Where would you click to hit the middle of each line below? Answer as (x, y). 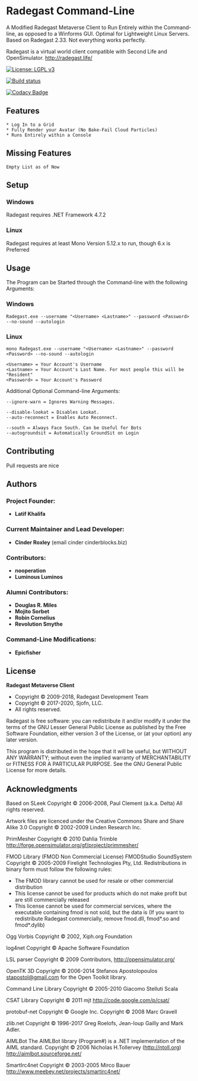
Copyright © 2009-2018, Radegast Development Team (82, 697)
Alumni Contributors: (37, 592)
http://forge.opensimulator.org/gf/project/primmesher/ (72, 845)
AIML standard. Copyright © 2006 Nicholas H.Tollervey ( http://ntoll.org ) (94, 1047)
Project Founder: (31, 501)
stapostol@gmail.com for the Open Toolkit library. (67, 977)
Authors (22, 484)
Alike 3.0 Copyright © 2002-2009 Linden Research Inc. (74, 828)
